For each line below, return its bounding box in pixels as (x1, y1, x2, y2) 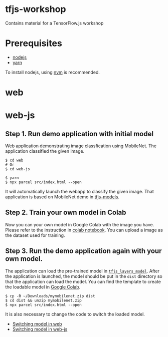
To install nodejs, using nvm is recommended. (5, 69, 100, 75)
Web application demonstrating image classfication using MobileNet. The (5, 143, 157, 149)
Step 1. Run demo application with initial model (5, 129, 154, 138)
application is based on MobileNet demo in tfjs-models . (5, 194, 119, 200)
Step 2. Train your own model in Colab (5, 208, 126, 217)
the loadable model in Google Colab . (5, 284, 81, 290)
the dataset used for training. (5, 232, 65, 238)
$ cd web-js (5, 167, 30, 172)
